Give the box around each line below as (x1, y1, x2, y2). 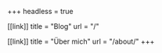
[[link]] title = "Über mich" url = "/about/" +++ (7, 37, 155, 46)
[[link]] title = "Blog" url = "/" (7, 22, 99, 30)
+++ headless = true (7, 7, 74, 16)
